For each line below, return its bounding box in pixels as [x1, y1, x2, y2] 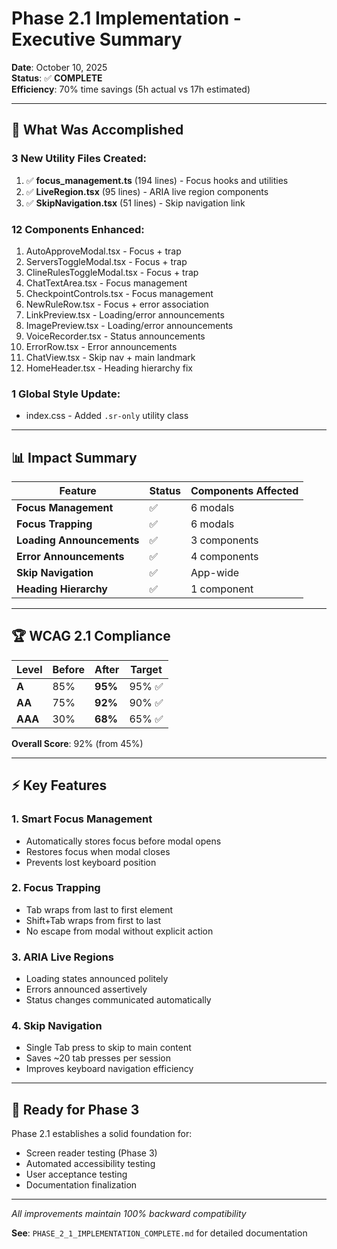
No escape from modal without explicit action [25, 925, 214, 937]
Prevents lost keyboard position [25, 856, 157, 868]
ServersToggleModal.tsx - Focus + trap [25, 255, 188, 267]
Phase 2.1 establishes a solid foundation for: [11, 1128, 193, 1140]
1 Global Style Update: [11, 387, 121, 401]
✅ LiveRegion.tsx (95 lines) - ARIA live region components [25, 185, 269, 197]
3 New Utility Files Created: [11, 152, 147, 166]
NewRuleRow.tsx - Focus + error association [25, 298, 209, 310]
